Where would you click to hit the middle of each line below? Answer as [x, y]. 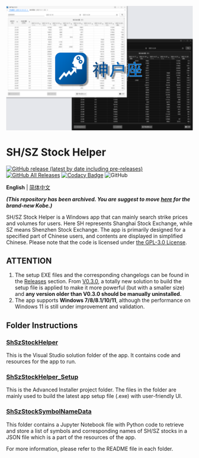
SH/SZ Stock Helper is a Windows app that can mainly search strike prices [97, 217]
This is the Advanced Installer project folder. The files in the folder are [91, 390]
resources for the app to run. [41, 362]
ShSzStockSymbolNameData [49, 412]
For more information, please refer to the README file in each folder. [90, 448]
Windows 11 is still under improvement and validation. [80, 307]
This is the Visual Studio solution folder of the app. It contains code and [93, 355]
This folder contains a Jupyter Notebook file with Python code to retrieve [95, 424]
